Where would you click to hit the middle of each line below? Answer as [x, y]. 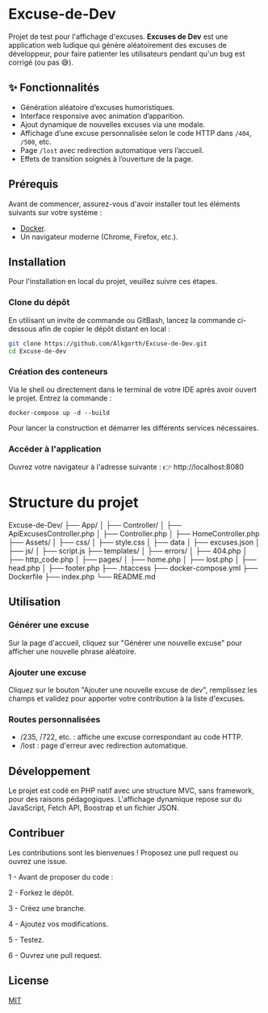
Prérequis [33, 184]
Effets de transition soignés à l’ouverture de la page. [107, 159]
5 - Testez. [26, 939]
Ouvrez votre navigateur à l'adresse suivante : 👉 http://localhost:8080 [126, 467]
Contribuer [36, 833]
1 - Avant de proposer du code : [61, 877]
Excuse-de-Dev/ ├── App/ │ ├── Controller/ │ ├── [95, 525]
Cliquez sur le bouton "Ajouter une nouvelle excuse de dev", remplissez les [133, 689]
